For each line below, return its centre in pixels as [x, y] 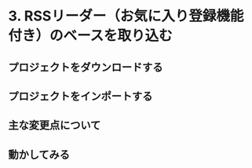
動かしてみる [39, 154]
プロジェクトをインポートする [80, 96]
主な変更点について [55, 125]
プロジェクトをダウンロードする [86, 67]
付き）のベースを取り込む [90, 36]
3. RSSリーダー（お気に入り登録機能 [126, 16]
